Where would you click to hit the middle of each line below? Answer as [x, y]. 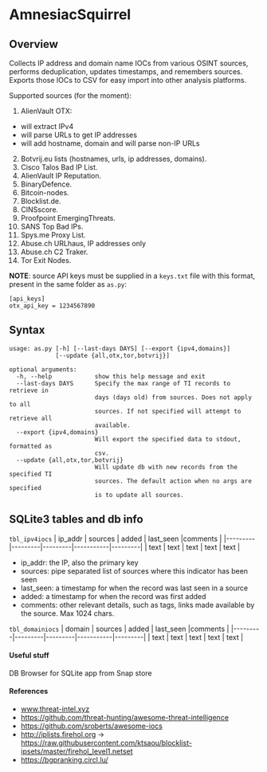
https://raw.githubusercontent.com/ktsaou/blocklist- [106, 743]
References [29, 692]
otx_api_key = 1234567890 [52, 306]
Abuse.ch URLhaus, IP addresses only [83, 243]
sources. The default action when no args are [173, 481]
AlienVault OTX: [46, 111]
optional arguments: [43, 369]
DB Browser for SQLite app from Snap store [80, 673]
